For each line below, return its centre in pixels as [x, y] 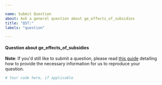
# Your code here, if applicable [39, 78]
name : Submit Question [28, 14]
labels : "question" [25, 28]
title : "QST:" [20, 23]
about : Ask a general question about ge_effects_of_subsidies [70, 18]
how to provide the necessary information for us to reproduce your [73, 64]
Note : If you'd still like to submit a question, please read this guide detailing [81, 58]
